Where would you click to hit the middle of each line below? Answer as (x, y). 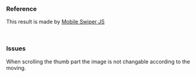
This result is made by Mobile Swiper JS (55, 22)
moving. (16, 68)
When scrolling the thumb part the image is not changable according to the (98, 62)
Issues (16, 49)
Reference (21, 9)
